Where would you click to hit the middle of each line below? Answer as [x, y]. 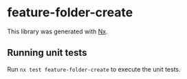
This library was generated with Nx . [57, 31]
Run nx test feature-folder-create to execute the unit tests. [94, 69]
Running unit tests [47, 53]
